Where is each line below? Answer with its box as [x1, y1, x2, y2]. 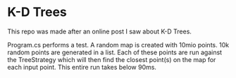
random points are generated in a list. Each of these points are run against [7, 48, 223, 56]
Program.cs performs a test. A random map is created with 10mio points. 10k [7, 40, 230, 49]
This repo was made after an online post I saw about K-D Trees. [7, 27, 192, 36]
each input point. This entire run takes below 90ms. [7, 63, 157, 71]
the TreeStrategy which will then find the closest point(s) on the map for [7, 55, 216, 63]
